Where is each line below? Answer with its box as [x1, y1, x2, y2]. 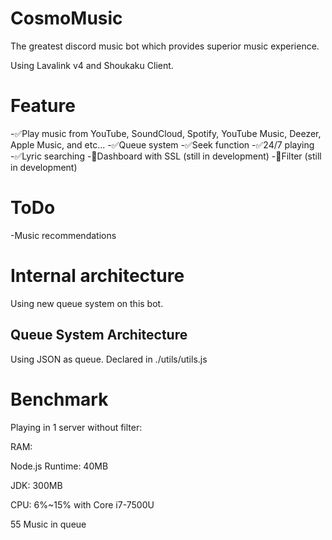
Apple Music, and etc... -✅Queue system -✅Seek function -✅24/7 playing [10, 138, 315, 151]
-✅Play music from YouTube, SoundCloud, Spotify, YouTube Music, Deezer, [10, 127, 322, 139]
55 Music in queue [10, 518, 87, 530]
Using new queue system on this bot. [10, 297, 164, 309]
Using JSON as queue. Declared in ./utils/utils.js [10, 353, 208, 365]
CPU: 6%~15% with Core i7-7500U [10, 498, 155, 511]
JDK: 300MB [10, 479, 63, 491]
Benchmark [10, 388, 109, 411]
